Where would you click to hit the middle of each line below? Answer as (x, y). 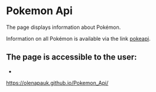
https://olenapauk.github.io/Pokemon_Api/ (57, 83)
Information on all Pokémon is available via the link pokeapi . (79, 38)
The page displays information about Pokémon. (64, 27)
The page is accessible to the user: (72, 57)
